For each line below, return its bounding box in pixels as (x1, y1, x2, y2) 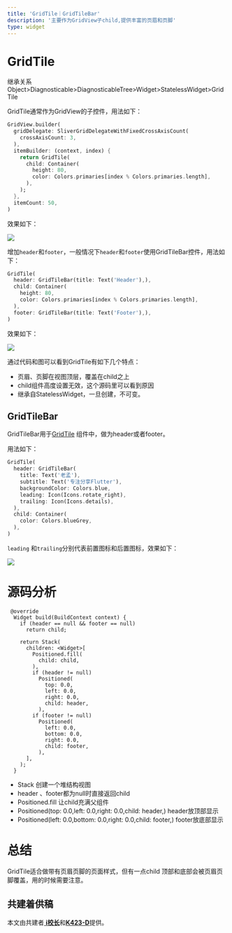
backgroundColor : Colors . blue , (20, 485, 111, 492)
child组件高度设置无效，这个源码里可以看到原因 (17, 381, 154, 389)
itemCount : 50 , (13, 199, 58, 207)
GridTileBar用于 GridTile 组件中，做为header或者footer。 (7, 430, 169, 438)
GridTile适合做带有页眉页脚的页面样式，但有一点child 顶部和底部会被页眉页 (7, 866, 224, 876)
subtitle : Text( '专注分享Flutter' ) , (20, 478, 122, 485)
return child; (25, 626, 68, 633)
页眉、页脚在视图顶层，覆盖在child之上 (17, 372, 130, 380)
